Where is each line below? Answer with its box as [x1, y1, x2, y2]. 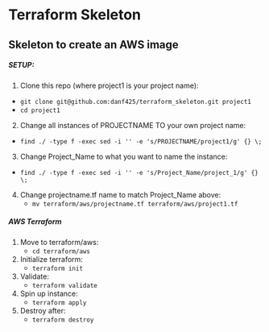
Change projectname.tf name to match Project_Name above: [19, 189, 221, 199]
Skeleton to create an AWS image [8, 38, 179, 52]
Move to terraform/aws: [19, 237, 99, 247]
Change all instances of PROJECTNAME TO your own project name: [19, 120, 246, 130]
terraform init [31, 264, 83, 272]
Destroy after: [19, 305, 66, 315]
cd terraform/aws [31, 247, 91, 255]
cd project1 [19, 106, 60, 114]
